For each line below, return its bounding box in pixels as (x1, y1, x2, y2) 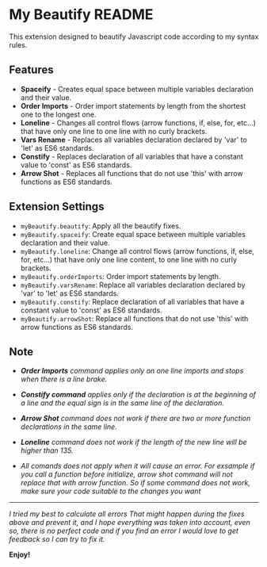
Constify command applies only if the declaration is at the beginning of (20, 390, 257, 400)
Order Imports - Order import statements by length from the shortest (20, 101, 246, 110)
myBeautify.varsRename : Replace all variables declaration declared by (20, 280, 246, 289)
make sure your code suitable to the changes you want (20, 486, 201, 496)
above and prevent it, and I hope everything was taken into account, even (9, 518, 250, 527)
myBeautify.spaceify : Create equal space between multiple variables (20, 229, 246, 239)
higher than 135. (20, 446, 74, 455)
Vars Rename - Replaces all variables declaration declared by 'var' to (20, 135, 248, 144)
